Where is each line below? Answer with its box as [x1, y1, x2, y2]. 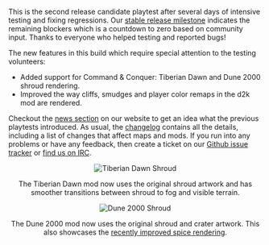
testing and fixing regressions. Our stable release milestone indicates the [8, 15, 250, 25]
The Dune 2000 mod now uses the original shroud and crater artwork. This [10, 219, 260, 228]
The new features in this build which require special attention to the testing [8, 48, 256, 57]
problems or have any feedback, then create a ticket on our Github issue [8, 139, 248, 148]
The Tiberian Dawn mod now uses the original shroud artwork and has [19, 179, 252, 189]
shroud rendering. [19, 81, 81, 90]
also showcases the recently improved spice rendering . [43, 227, 228, 237]
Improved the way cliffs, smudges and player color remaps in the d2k [19, 89, 250, 99]
